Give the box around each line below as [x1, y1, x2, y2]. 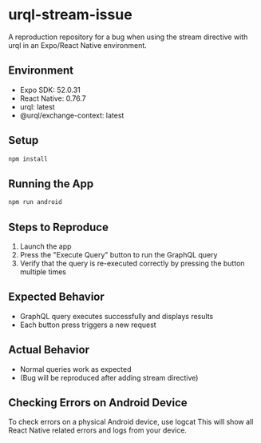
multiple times [19, 266, 66, 277]
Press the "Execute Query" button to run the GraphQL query [19, 249, 218, 259]
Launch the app [19, 241, 72, 251]
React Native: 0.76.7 [19, 94, 86, 103]
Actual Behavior [8, 343, 90, 357]
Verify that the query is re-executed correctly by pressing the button [19, 258, 245, 268]
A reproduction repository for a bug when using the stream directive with [8, 32, 248, 42]
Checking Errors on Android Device [8, 396, 188, 409]
